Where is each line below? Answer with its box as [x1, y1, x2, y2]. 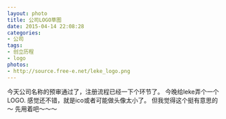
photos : [7, 61, 30, 68]
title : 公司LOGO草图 [7, 17, 62, 23]
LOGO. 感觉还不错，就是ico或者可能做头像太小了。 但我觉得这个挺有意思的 [7, 96, 218, 104]
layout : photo [7, 10, 48, 17]
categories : [7, 29, 41, 36]
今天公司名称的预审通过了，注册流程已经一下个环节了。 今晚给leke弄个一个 [7, 87, 220, 96]
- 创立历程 [7, 49, 34, 56]
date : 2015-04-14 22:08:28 [7, 23, 84, 30]
